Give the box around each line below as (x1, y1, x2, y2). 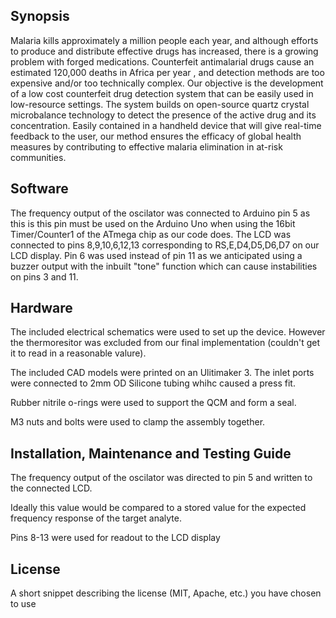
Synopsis (10, 8, 70, 25)
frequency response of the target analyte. (10, 512, 182, 524)
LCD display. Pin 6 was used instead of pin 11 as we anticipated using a (10, 249, 303, 261)
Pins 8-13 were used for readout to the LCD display (10, 532, 221, 544)
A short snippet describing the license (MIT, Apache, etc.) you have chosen (10, 587, 322, 599)
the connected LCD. (10, 482, 93, 494)
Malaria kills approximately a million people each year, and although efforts (10, 34, 319, 46)
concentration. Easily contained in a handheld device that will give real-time (10, 119, 322, 131)
